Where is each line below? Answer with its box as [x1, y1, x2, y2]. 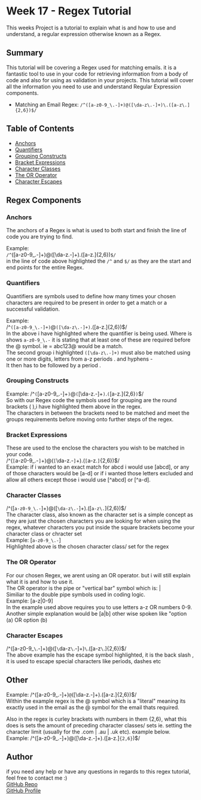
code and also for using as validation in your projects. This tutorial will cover [6, 76, 194, 83]
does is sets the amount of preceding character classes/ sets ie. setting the [6, 721, 192, 729]
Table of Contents [6, 124, 75, 134]
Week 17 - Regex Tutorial [6, 4, 132, 18]
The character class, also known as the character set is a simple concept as [6, 511, 193, 519]
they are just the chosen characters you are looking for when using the [6, 517, 181, 525]
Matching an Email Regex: [14, 101, 79, 108]
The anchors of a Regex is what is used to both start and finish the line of [6, 227, 187, 234]
